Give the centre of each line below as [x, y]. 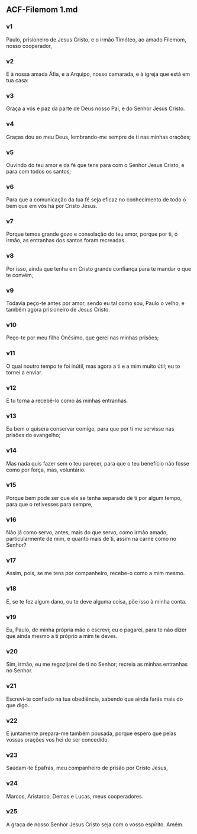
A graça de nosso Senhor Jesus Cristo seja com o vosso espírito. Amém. [95, 824]
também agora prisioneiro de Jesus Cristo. [58, 310]
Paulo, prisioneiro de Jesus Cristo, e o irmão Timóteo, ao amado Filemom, [96, 39]
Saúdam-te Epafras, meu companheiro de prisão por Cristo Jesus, [87, 768]
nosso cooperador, [29, 46]
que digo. [18, 705]
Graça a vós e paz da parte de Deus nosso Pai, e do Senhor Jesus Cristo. [96, 108]
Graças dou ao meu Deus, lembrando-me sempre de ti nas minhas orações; [98, 137]
